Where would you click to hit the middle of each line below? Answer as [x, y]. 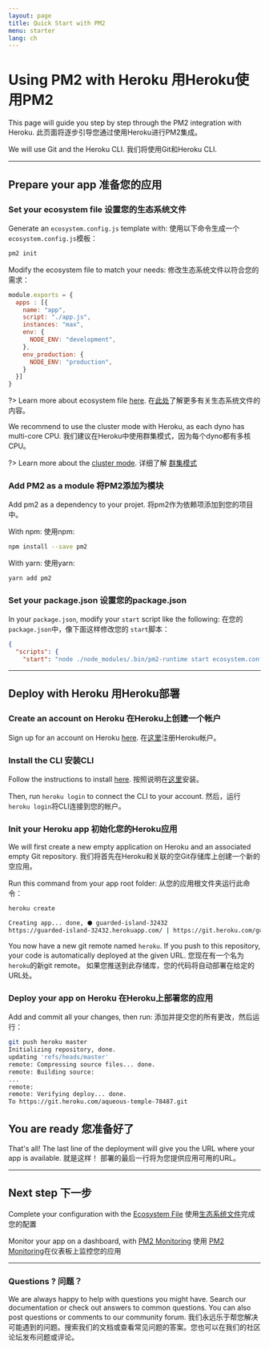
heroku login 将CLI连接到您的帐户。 [67, 806]
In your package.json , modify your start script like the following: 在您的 [126, 619]
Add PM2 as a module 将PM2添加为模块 [86, 486]
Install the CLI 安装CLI [51, 760]
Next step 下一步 [50, 1193]
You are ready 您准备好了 [71, 1128]
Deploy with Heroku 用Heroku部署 [94, 694]
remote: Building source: [51, 1072]
